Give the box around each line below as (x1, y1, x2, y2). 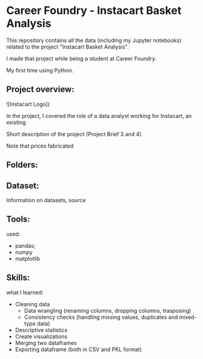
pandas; (15, 242, 36, 249)
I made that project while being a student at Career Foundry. (6, 55, 156, 62)
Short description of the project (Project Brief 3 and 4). (6, 130, 144, 137)
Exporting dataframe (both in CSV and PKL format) (15, 346, 142, 353)
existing (6, 118, 26, 126)
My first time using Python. (6, 66, 74, 74)
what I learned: (6, 289, 44, 296)
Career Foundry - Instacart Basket (6, 4, 182, 18)
